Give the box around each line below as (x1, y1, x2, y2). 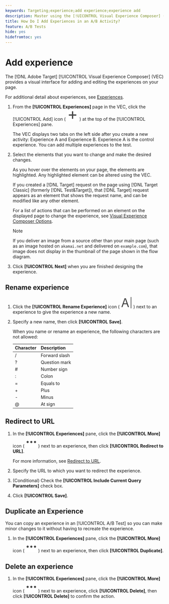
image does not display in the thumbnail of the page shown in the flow (12, 248, 158, 254)
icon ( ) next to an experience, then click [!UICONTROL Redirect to (12, 443, 163, 449)
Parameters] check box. (12, 483, 64, 489)
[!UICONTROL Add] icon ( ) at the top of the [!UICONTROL (12, 116, 146, 122)
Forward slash (40, 352, 70, 358)
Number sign (40, 366, 68, 372)
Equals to (40, 380, 60, 386)
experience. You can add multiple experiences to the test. (12, 141, 132, 148)
